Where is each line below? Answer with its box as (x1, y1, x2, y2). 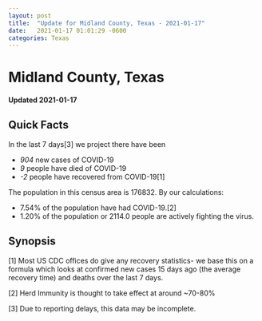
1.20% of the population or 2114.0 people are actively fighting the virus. (19, 211, 254, 220)
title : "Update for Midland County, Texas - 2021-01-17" (8, 19, 205, 27)
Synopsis (8, 235, 56, 248)
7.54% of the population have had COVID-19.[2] (19, 203, 177, 212)
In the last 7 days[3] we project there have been (8, 139, 166, 149)
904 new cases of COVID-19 (19, 155, 114, 164)
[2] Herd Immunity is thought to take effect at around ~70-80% (8, 288, 216, 298)
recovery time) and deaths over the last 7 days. (8, 272, 164, 282)
